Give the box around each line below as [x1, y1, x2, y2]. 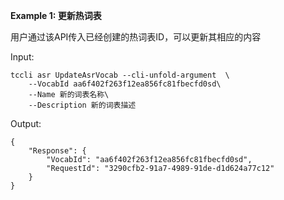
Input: [10, 51, 35, 63]
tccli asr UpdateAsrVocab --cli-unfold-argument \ [10, 70, 230, 80]
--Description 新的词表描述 [28, 100, 137, 110]
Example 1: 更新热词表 [10, 10, 102, 21]
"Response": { [28, 146, 87, 156]
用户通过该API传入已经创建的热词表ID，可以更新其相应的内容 [10, 31, 262, 43]
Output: [10, 118, 42, 129]
